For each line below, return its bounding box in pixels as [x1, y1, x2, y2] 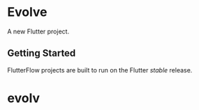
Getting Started [7, 47, 76, 59]
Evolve [7, 4, 47, 20]
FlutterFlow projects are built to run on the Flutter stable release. [7, 65, 193, 74]
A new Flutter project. [7, 27, 70, 36]
